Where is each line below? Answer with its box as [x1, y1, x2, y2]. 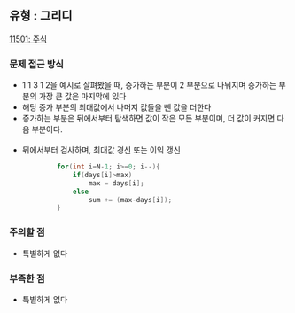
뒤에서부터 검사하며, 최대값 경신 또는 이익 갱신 [21, 145, 182, 155]
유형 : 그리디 [9, 8, 73, 24]
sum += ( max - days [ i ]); [88, 195, 173, 204]
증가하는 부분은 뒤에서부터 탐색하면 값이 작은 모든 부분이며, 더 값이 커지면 [21, 113, 276, 124]
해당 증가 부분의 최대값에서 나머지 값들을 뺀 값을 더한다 [21, 102, 212, 113]
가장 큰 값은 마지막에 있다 [38, 91, 127, 102]
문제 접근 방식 [9, 58, 65, 70]
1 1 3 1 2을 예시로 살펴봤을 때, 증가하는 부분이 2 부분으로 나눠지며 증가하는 [21, 80, 277, 90]
